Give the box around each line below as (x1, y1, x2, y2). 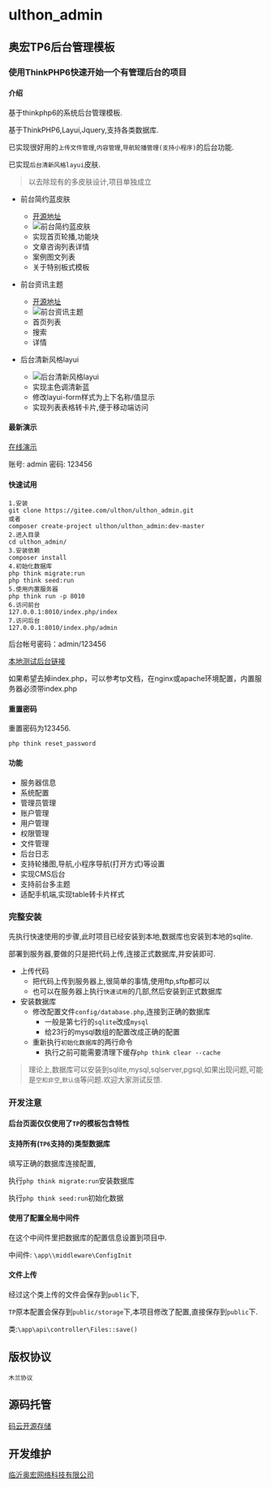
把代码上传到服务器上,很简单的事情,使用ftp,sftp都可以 (32, 976, 210, 986)
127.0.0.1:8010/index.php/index (8, 608, 118, 617)
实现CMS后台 (19, 869, 66, 878)
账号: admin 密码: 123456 (8, 459, 93, 469)
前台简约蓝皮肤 (19, 193, 71, 204)
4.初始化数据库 (8, 562, 53, 570)
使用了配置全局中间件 (8, 1213, 80, 1223)
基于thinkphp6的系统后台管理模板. (8, 107, 123, 117)
